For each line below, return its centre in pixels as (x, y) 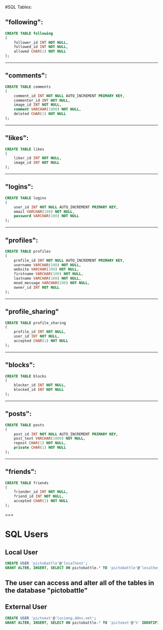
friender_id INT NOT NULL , (41, 492)
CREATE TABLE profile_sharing (36, 323)
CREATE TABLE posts (25, 425)
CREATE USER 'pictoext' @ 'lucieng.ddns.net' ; (51, 618)
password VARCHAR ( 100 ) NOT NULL (46, 216)
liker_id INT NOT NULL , (38, 158)
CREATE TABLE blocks (26, 376)
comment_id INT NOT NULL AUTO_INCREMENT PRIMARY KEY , (69, 96)
